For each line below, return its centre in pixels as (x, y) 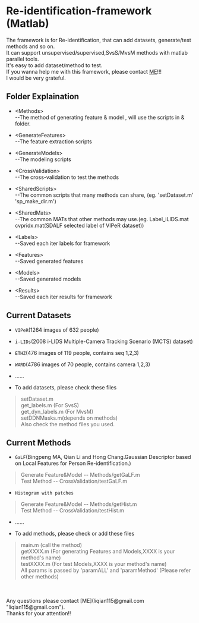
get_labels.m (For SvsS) (50, 405)
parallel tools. (23, 59)
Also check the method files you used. (67, 424)
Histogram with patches (44, 493)
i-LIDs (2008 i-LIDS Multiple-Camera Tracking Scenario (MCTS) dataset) (104, 341)
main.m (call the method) (51, 545)
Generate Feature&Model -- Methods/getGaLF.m (80, 475)
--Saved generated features (49, 261)
